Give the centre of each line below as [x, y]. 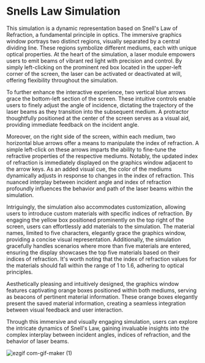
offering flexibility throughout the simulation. [62, 80]
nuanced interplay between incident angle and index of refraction [89, 182]
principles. [20, 272]
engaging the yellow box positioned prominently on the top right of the [95, 220]
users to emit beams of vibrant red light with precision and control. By [94, 61]
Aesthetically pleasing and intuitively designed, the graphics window [93, 283]
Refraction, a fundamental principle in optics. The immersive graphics [94, 34]
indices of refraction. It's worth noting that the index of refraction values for [102, 259]
